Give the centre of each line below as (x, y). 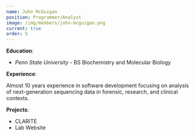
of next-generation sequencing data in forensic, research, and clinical (92, 92)
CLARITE (26, 121)
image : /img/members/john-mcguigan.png (56, 23)
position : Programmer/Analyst (44, 17)
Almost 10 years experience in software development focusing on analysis (98, 86)
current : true (24, 28)
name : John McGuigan (32, 12)
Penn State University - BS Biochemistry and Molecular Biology (93, 63)
